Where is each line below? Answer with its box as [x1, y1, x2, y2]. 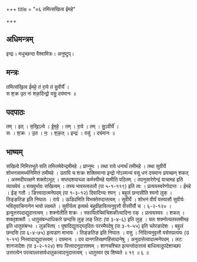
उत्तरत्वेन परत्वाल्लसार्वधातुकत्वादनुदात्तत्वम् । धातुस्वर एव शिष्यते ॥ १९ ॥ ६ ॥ [6, 249, 149, 256]
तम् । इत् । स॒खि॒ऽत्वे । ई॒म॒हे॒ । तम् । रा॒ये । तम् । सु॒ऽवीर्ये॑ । [6, 123, 119, 130]
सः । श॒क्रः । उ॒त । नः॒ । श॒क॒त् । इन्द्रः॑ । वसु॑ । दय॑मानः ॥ [6, 130, 115, 137]
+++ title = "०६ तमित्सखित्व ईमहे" [6, 6, 76, 12]
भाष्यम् [6, 147, 23, 157]
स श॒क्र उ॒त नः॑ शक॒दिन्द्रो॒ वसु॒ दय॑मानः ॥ [6, 90, 76, 97]
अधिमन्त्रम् [6, 34, 34, 44]
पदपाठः [6, 107, 25, 117]
